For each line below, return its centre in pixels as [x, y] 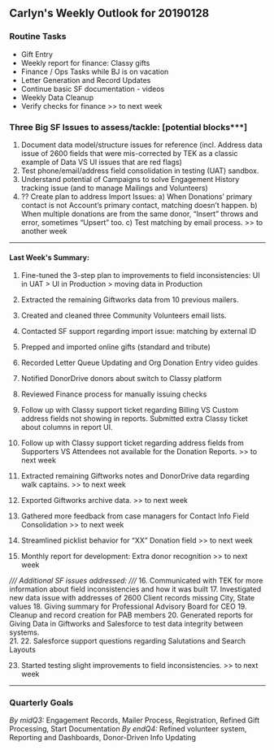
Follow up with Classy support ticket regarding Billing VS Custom [130, 410]
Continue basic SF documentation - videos [93, 89]
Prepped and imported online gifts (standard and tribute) [115, 347]
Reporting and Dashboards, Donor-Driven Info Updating [102, 738]
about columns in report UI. [67, 427]
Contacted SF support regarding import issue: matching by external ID [139, 332]
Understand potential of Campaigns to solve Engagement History [130, 179]
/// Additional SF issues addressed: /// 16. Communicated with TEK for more [136, 581]
